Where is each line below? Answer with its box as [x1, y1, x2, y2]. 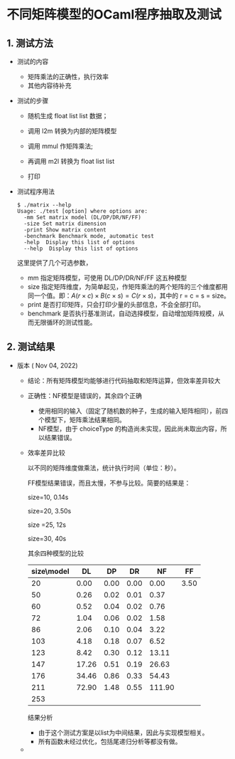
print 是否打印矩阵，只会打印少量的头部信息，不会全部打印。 [27, 300, 205, 308]
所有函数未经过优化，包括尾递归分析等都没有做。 [38, 737, 182, 745]
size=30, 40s [27, 534, 67, 543]
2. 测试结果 [6, 341, 55, 353]
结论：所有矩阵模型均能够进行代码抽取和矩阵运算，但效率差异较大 [27, 376, 221, 384]
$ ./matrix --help [16, 201, 72, 209]
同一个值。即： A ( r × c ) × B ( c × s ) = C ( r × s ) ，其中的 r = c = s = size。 [27, 291, 230, 300]
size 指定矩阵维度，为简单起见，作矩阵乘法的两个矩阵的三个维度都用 [27, 283, 228, 290]
